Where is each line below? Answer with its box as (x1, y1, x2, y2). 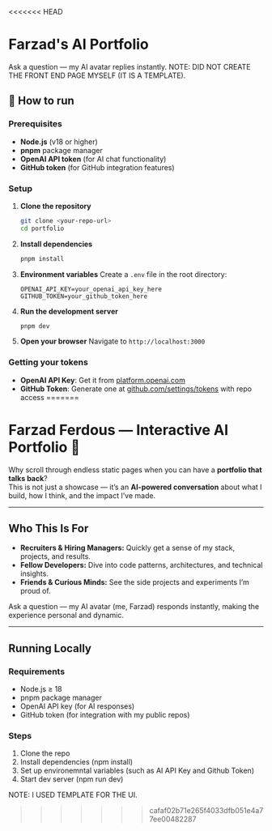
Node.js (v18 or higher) (19, 137, 99, 147)
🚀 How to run (8, 94, 74, 108)
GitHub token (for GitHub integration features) (19, 162, 176, 173)
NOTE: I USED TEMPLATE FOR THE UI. (8, 790, 138, 800)
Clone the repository (19, 201, 91, 211)
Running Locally (8, 641, 91, 655)
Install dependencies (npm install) (19, 757, 134, 767)
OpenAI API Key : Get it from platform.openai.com (19, 375, 186, 385)
